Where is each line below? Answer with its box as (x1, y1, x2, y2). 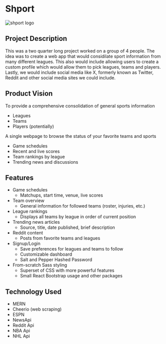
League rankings (12, 208, 48, 215)
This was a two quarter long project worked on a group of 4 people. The (5, 47, 155, 54)
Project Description (5, 34, 67, 43)
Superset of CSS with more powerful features (20, 267, 115, 273)
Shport (5, 3, 35, 15)
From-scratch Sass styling (12, 262, 67, 268)
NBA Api (12, 328, 30, 334)
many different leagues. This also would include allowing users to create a (5, 59, 159, 65)
